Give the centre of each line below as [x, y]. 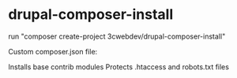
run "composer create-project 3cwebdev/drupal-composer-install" [117, 36]
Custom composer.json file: [53, 51]
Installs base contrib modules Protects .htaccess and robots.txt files [118, 67]
